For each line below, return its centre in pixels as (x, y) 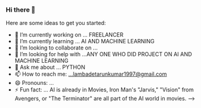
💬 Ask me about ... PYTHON (50, 67)
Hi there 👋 (21, 10)
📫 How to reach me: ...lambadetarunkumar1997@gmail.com (91, 74)
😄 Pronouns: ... (34, 83)
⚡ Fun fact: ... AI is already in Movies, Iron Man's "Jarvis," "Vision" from (104, 90)
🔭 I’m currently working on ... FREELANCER (69, 35)
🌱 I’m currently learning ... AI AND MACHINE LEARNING (84, 41)
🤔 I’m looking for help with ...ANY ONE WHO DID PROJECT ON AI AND (103, 54)
